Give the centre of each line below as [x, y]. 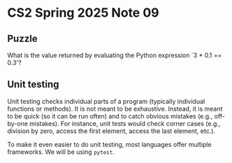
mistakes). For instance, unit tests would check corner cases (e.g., [125, 123]
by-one [17, 123]
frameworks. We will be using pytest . [61, 152]
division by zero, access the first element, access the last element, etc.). [111, 131]
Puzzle [22, 39]
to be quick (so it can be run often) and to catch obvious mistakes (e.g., [110, 116]
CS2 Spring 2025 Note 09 [83, 13]
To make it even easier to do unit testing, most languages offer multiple [109, 144]
